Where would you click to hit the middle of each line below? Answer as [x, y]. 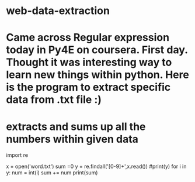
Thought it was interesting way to [89, 62]
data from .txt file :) [54, 100]
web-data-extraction [58, 11]
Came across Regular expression [88, 38]
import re [17, 155]
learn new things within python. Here [98, 75]
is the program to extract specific [88, 87]
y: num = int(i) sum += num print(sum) [52, 173]
